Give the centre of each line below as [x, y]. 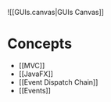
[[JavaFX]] [36, 74]
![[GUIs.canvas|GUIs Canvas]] [56, 12]
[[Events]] [35, 90]
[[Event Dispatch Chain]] [58, 82]
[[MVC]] [32, 65]
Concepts [39, 44]
